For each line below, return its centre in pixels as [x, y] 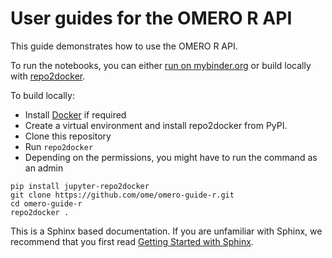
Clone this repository [68, 136]
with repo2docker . [48, 76]
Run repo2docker [59, 146]
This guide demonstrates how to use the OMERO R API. [124, 46]
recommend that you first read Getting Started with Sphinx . [132, 241]
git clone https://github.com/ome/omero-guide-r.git [122, 195]
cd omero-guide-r [46, 203]
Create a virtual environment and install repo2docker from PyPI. [156, 125]
